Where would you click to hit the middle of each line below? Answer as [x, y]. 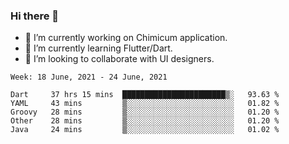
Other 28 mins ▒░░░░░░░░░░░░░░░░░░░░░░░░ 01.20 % [145, 121]
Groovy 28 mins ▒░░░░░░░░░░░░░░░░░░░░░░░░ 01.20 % [145, 112]
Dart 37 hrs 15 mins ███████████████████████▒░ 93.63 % [145, 95]
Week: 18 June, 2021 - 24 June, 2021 [89, 77]
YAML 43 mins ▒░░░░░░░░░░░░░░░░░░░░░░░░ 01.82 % [145, 104]
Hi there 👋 [35, 16]
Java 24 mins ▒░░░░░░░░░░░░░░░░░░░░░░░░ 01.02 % [145, 130]
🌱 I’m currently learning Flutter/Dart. [98, 48]
